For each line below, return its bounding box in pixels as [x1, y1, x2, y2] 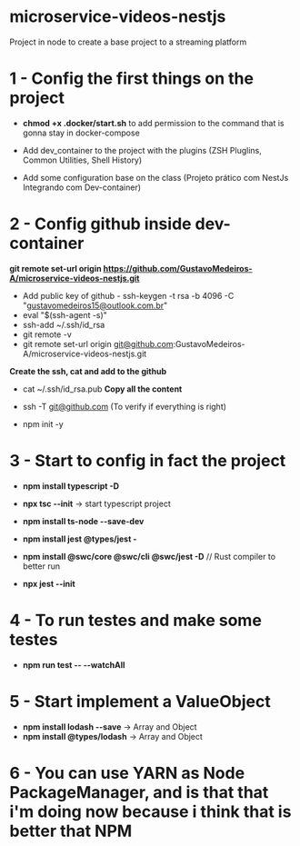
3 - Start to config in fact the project [9, 451, 286, 471]
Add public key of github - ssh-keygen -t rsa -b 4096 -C [22, 290, 235, 301]
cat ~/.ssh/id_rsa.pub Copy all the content [22, 383, 183, 394]
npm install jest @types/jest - [22, 533, 137, 544]
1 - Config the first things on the [9, 68, 255, 89]
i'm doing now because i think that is [9, 801, 292, 821]
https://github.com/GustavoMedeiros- [103, 263, 253, 274]
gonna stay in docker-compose [22, 127, 141, 138]
